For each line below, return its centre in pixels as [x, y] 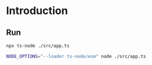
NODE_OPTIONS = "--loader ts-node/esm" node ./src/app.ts [76, 56]
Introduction [37, 11]
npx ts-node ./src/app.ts [38, 46]
